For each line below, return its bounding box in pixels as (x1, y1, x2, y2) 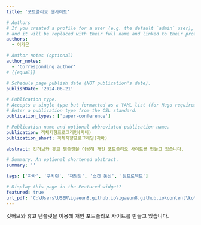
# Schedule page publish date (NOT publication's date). (6, 80, 151, 86)
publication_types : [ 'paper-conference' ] (6, 113, 111, 119)
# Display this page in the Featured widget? (6, 184, 121, 190)
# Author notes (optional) (6, 53, 74, 59)
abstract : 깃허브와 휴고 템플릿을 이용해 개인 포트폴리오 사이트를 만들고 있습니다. (6, 146, 184, 152)
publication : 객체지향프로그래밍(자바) (6, 129, 92, 135)
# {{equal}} (6, 69, 36, 75)
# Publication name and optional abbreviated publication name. (6, 124, 170, 130)
